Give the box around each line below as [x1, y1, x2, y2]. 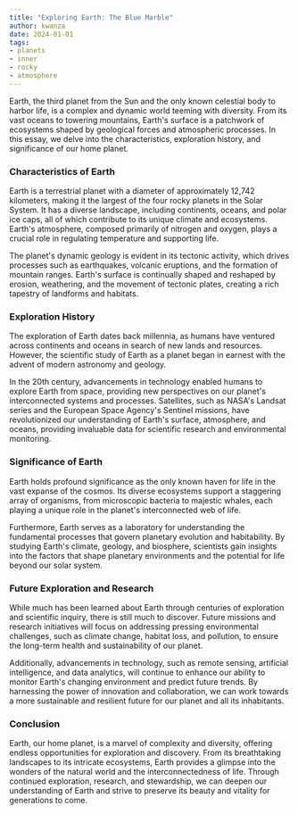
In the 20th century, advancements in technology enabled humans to [9, 377, 263, 387]
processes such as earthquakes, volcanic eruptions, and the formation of [9, 260, 278, 270]
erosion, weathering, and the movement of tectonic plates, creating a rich [9, 278, 279, 290]
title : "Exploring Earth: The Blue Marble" [9, 12, 174, 22]
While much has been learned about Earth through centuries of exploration [9, 602, 285, 612]
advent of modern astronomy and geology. [9, 359, 167, 370]
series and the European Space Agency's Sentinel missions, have [9, 405, 250, 416]
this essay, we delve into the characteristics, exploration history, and [9, 133, 261, 144]
